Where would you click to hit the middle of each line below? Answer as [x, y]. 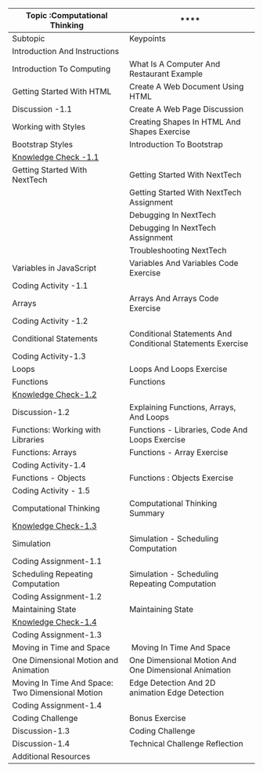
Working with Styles [49, 127]
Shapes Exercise [159, 131]
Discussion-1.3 [41, 731]
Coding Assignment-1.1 [57, 561]
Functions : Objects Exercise [181, 478]
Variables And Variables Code [184, 263]
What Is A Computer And [175, 64]
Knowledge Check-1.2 [54, 394]
